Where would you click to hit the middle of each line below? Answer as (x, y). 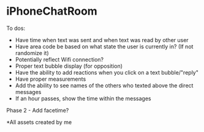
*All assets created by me (39, 122)
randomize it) (32, 53)
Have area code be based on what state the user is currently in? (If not (104, 46)
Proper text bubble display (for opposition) (69, 66)
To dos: (16, 28)
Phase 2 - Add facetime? (38, 110)
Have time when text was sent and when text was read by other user (102, 40)
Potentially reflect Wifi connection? (59, 59)
